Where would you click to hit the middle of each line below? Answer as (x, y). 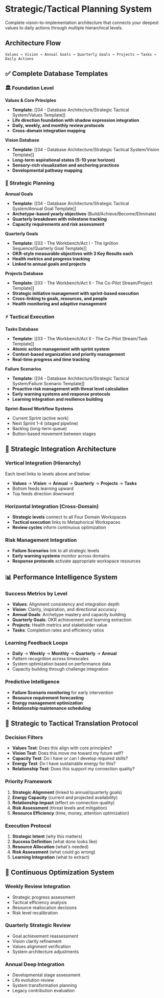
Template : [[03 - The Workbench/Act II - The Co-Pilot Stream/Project (82, 283)
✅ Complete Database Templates (57, 74)
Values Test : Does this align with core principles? (62, 748)
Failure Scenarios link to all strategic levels (56, 551)
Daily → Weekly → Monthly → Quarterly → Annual (64, 653)
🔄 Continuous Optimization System (59, 872)
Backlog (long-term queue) (39, 429)
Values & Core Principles (31, 100)
